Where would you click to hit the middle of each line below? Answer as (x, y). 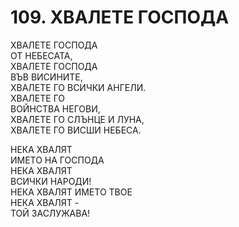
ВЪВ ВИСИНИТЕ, (46, 77)
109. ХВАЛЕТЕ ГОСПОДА (120, 17)
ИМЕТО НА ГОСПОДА (57, 160)
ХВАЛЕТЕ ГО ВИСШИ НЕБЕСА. (76, 130)
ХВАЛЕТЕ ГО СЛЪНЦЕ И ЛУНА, (77, 119)
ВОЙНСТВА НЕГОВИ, (55, 108)
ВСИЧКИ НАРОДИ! (51, 181)
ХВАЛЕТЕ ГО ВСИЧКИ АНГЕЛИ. (78, 87)
